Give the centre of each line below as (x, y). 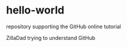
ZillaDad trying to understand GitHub (51, 38)
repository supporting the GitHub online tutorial (63, 26)
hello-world (35, 10)
